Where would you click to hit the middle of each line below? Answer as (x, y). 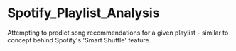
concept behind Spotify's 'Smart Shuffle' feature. (79, 40)
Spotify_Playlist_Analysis (84, 13)
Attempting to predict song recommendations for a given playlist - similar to (118, 33)
